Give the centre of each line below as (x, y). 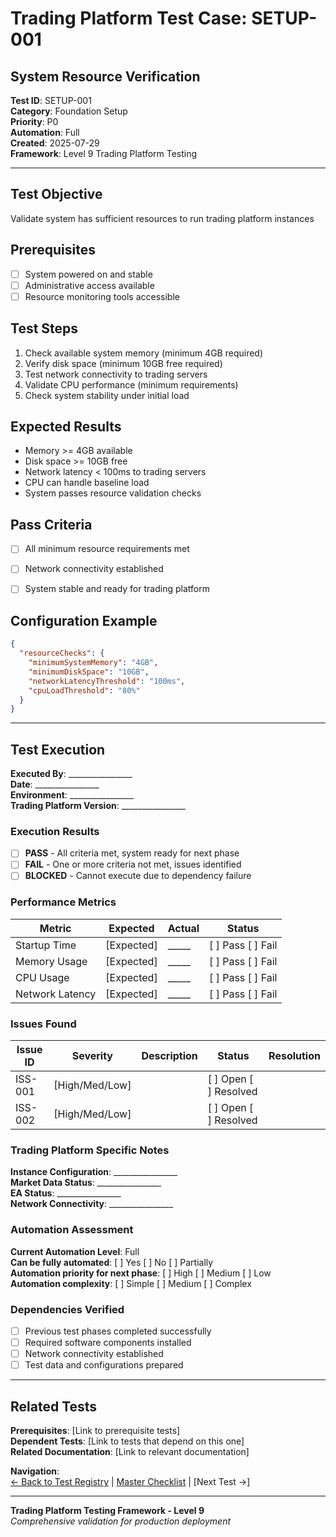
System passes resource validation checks (113, 493)
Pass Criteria (51, 524)
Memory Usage (51, 961)
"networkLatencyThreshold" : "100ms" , (107, 681)
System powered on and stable (88, 274)
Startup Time (46, 945)
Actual (183, 928)
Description (169, 1056)
